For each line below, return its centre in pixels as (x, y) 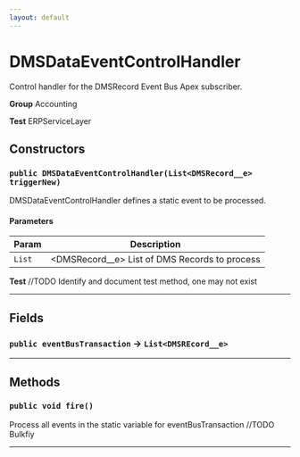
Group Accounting (43, 104)
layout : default (39, 17)
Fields (27, 318)
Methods (35, 382)
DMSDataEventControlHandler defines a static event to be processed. (137, 201)
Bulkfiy (22, 434)
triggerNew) (35, 182)
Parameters (31, 220)
